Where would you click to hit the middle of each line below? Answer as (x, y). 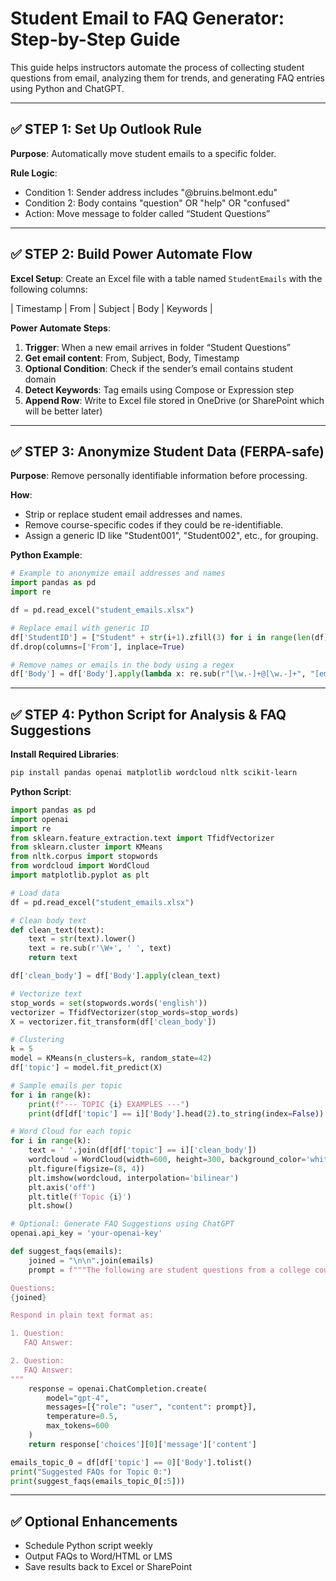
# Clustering (37, 1040)
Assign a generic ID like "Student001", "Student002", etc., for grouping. (171, 536)
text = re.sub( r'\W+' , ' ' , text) (100, 948)
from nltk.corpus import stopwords (84, 857)
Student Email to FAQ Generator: (147, 18)
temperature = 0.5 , (82, 1417)
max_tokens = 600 (78, 1426)
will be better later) (63, 411)
